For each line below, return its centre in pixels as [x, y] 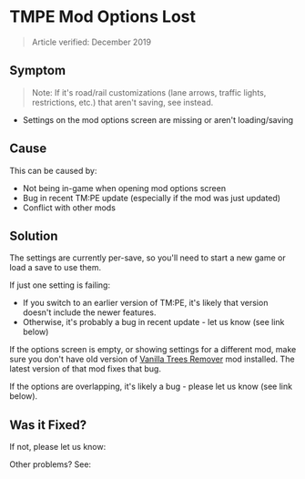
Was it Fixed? [48, 425]
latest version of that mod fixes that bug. [86, 369]
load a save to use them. [56, 268]
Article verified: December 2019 [91, 42]
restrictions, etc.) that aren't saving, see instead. [122, 102]
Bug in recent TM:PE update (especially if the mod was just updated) [151, 198]
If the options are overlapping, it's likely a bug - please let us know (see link [151, 387]
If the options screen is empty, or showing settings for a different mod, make [153, 350]
